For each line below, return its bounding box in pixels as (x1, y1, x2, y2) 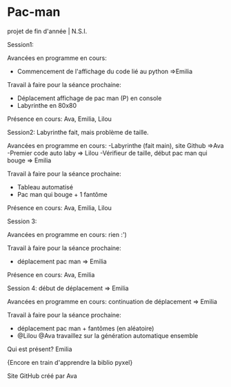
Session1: (7, 40, 34, 48)
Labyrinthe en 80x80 (17, 101, 77, 109)
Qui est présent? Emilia (7, 345, 72, 353)
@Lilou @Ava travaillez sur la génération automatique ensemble (17, 331, 199, 339)
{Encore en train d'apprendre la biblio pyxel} (7, 358, 133, 366)
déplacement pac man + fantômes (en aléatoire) (17, 324, 154, 332)
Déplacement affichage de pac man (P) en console (17, 94, 162, 102)
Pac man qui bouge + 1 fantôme (17, 190, 108, 198)
